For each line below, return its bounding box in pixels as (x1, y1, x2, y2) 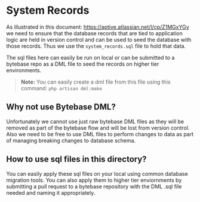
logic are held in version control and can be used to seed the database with (6, 36, 192, 43)
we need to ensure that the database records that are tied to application (6, 29, 183, 36)
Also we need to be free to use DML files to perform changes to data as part (6, 130, 194, 137)
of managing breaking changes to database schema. (6, 137, 136, 144)
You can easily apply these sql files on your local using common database (6, 170, 188, 177)
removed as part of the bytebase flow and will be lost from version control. (6, 124, 190, 131)
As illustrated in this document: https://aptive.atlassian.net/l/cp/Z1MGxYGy (6, 23, 189, 30)
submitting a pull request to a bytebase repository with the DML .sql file (6, 183, 182, 190)
